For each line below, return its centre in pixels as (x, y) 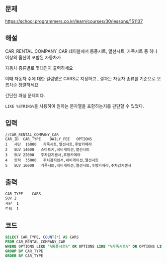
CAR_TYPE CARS (23, 194)
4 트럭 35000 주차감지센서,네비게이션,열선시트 (52, 160)
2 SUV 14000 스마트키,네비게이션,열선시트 (47, 150)
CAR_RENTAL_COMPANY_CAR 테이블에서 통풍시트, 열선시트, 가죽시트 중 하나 (81, 51)
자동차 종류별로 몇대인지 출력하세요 (39, 68)
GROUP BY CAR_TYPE (24, 251)
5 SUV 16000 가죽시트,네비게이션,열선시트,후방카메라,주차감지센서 (68, 166)
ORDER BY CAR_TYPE (24, 256)
